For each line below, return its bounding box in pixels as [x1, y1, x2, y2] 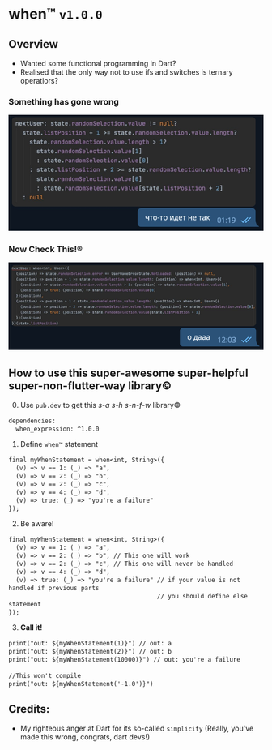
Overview [8, 37, 59, 51]
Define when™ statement [19, 439, 99, 449]
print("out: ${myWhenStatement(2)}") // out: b [8, 648, 172, 656]
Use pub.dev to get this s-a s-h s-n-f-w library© [19, 401, 181, 410]
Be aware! [19, 519, 54, 529]
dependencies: [8, 417, 57, 426]
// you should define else [156, 593, 249, 601]
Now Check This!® [8, 243, 83, 255]
